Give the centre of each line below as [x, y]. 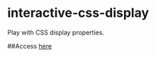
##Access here [29, 46]
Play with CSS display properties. [56, 32]
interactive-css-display [78, 13]
